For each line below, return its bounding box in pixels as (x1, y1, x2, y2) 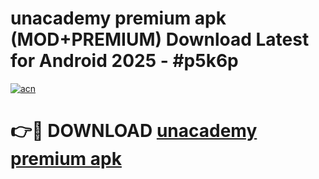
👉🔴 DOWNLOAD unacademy (10, 120, 258, 142)
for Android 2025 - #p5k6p (10, 50, 239, 72)
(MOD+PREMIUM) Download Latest (10, 28, 310, 51)
